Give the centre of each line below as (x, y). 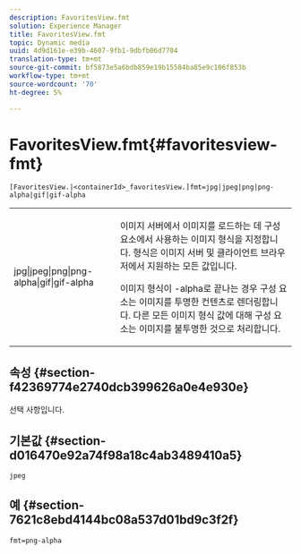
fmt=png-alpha (36, 541)
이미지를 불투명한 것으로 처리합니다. (210, 329)
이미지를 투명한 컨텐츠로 (186, 303)
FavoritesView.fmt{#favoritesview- (143, 145)
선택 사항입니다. (37, 410)
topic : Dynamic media (50, 43)
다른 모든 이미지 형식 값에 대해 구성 (202, 316)
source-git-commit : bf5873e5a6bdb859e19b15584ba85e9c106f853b (128, 68)
